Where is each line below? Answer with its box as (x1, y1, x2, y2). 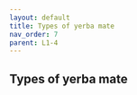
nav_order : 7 (9, 30, 59, 39)
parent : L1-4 (9, 38, 59, 47)
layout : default (9, 13, 70, 22)
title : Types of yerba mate (9, 22, 115, 30)
